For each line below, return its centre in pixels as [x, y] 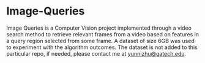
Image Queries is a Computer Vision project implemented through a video [99, 28]
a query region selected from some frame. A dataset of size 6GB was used [100, 41]
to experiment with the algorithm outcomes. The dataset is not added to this [102, 47]
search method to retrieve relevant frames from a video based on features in [103, 34]
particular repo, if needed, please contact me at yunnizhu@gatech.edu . [96, 53]
